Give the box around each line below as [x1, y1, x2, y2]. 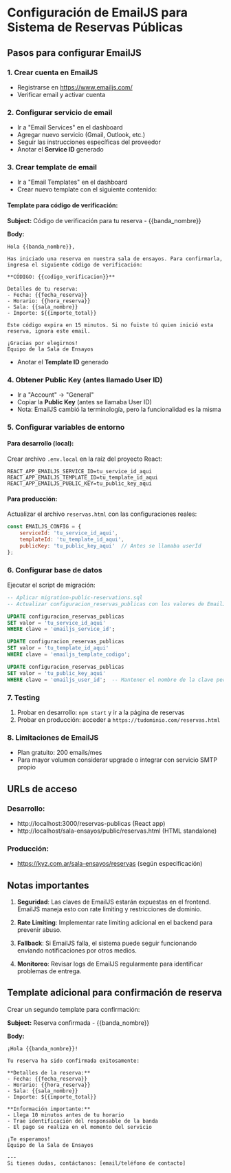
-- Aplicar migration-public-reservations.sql [7, 594, 143, 601]
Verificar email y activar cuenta [16, 90, 106, 98]
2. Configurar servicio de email [7, 107, 113, 117]
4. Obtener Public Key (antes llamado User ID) [7, 375, 163, 384]
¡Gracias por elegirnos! [7, 340, 78, 346]
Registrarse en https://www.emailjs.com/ [16, 83, 133, 91]
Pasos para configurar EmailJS [7, 47, 142, 59]
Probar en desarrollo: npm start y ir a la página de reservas [16, 708, 185, 716]
